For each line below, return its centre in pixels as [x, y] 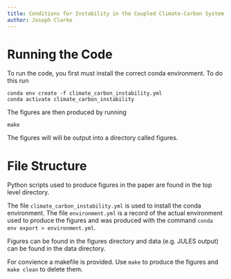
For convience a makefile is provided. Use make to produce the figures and [113, 262]
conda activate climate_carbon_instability [71, 100]
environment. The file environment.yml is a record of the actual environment [115, 213]
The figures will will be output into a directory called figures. [93, 138]
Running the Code [60, 54]
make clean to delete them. [45, 269]
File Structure [47, 166]
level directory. [28, 192]
